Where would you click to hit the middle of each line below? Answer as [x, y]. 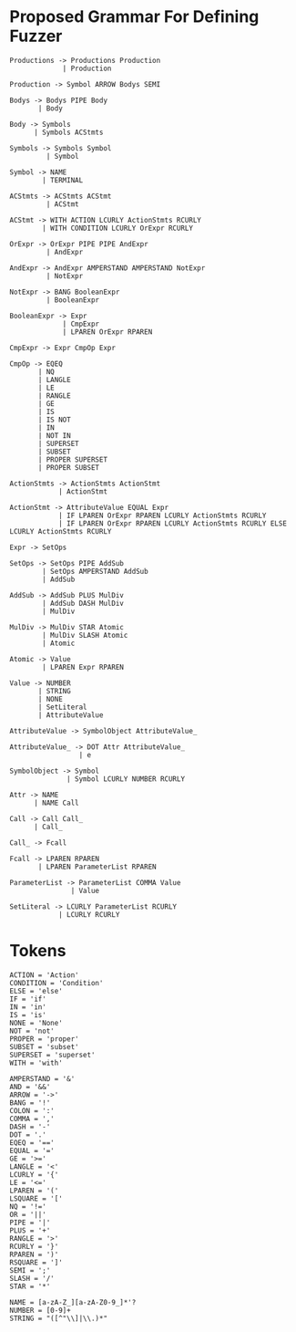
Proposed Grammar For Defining [134, 17]
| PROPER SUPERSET [72, 459]
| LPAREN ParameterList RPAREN [97, 867]
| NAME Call [56, 803]
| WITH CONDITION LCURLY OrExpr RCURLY [118, 228]
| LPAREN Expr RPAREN [83, 667]
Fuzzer [36, 36]
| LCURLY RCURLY [89, 914]
